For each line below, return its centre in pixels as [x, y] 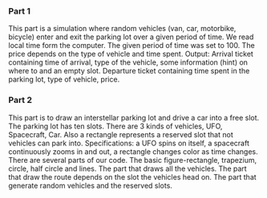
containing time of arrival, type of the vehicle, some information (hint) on [128, 62]
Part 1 [19, 11]
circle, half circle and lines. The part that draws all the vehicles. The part [127, 168]
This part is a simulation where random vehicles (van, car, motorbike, [122, 29]
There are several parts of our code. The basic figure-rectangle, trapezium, [133, 160]
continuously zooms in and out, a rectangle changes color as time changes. [133, 151]
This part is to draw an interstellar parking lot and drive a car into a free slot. [134, 117]
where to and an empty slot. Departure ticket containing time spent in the [129, 71]
